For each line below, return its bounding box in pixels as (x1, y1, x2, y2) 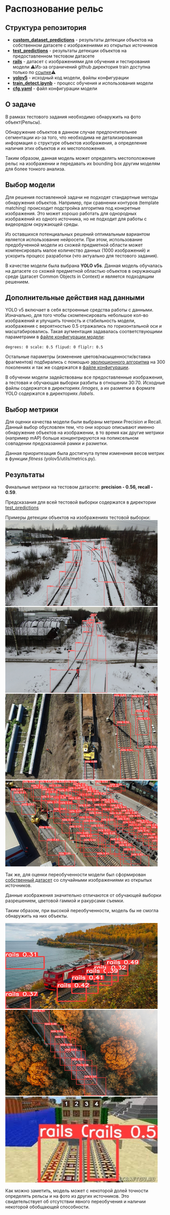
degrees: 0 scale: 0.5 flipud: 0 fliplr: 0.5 (5, 344, 103, 350)
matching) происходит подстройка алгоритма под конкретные (5, 205, 141, 211)
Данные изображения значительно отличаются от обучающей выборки (5, 892, 161, 899)
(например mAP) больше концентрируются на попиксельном (5, 435, 139, 441)
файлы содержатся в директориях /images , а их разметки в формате (5, 385, 155, 391)
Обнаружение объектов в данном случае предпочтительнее (5, 129, 137, 135)
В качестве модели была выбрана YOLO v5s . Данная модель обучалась (5, 263, 163, 269)
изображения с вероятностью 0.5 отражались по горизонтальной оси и (5, 323, 162, 329)
